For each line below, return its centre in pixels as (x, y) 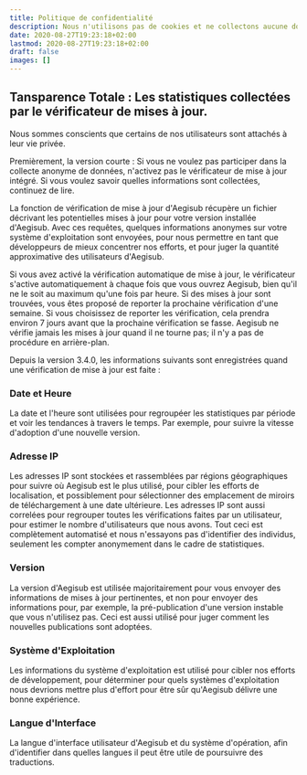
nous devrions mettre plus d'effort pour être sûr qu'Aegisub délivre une (143, 690)
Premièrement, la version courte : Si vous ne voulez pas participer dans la (148, 161)
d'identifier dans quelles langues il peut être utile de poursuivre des (136, 753)
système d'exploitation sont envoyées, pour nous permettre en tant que (144, 237)
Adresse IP (34, 456)
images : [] (30, 60)
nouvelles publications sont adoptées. (81, 626)
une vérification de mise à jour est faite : (85, 369)
